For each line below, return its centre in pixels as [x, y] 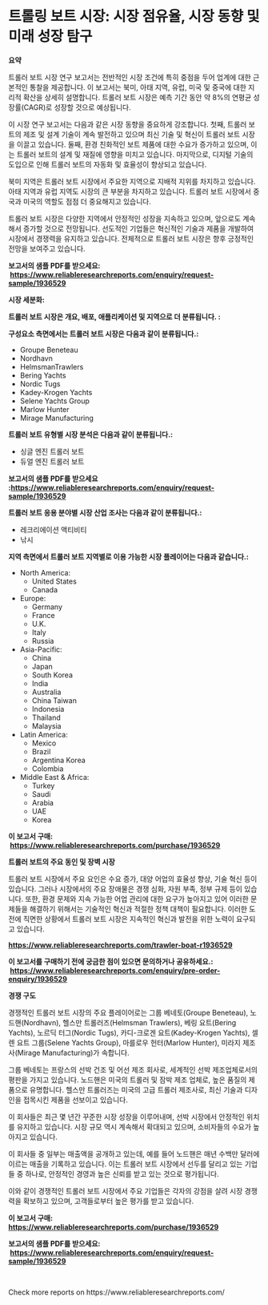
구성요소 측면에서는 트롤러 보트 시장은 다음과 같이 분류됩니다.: [104, 333]
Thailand [46, 717]
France [44, 615]
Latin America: [44, 734]
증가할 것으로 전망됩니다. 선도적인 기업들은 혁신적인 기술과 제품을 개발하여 [138, 228]
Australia [46, 692]
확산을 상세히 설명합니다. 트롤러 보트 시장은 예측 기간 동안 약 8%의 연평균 [137, 97]
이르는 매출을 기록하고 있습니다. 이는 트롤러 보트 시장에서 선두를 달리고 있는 [126, 1164]
